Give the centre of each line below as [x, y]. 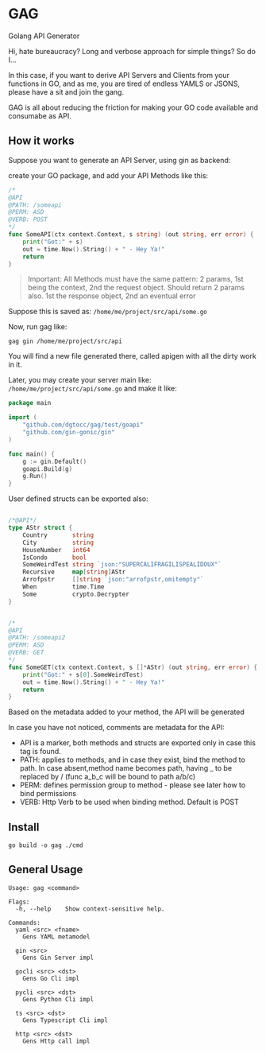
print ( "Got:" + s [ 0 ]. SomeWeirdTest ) [83, 674]
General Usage [46, 870]
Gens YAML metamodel [56, 936]
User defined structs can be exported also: [78, 499]
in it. [15, 365]
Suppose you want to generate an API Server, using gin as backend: [120, 160]
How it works [41, 141]
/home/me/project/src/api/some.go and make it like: [93, 389]
